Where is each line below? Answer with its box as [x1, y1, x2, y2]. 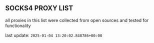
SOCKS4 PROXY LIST [5, 4, 73, 12]
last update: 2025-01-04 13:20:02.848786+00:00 [5, 32, 102, 38]
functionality [5, 22, 31, 28]
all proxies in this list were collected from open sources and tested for [5, 17, 149, 23]
